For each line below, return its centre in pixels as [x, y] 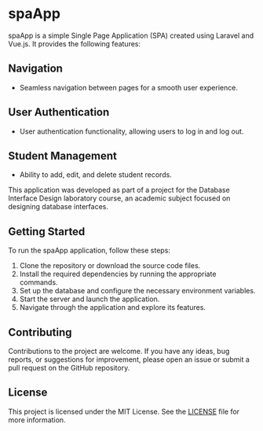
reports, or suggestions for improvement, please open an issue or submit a [129, 359]
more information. [37, 420]
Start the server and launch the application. [89, 299]
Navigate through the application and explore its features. [113, 308]
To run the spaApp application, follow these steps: [89, 250]
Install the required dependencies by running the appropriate [118, 274]
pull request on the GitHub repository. [69, 368]
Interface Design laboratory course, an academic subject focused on [119, 198]
